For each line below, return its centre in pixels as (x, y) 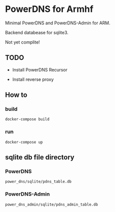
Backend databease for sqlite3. (37, 32)
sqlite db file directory (40, 157)
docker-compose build (27, 119)
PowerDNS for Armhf (49, 9)
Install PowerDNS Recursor (40, 70)
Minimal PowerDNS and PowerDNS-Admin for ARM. (58, 23)
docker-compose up (24, 142)
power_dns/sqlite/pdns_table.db (38, 182)
